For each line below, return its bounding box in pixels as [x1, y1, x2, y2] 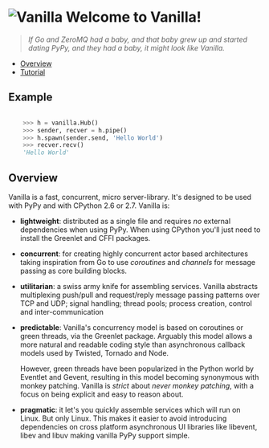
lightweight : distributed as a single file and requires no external [19, 216, 231, 226]
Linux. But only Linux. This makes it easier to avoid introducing [19, 413, 227, 423]
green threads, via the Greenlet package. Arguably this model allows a [19, 331, 253, 340]
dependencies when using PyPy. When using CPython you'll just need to [19, 225, 261, 234]
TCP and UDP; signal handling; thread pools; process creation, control [19, 298, 253, 308]
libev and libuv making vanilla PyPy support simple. [19, 430, 190, 440]
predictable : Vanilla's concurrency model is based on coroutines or [19, 322, 243, 332]
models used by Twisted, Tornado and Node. [19, 348, 169, 357]
